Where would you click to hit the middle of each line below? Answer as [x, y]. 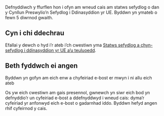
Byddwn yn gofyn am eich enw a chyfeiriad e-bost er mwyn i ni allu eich [79, 77]
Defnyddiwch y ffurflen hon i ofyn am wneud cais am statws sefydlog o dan [82, 7]
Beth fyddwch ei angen [41, 66]
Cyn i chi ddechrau [35, 33]
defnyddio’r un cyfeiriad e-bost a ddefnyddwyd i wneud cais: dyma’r [75, 98]
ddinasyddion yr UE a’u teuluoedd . [61, 50]
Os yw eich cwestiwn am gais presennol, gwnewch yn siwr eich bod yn [78, 92]
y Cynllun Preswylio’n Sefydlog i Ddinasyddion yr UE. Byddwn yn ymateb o [81, 12]
